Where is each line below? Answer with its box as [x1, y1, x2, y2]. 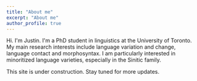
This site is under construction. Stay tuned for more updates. [6, 68, 160, 76]
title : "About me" [6, 9, 53, 15]
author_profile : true [6, 20, 62, 26]
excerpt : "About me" [6, 15, 59, 21]
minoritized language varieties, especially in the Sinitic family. [6, 56, 162, 64]
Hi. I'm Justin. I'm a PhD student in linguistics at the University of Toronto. [6, 37, 192, 44]
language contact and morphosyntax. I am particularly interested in [6, 50, 176, 57]
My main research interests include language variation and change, [6, 43, 176, 51]
